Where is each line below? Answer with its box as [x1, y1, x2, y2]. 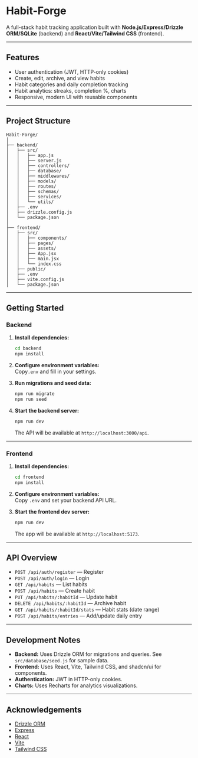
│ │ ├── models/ [6, 178, 57, 184]
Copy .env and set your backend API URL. [14, 496, 117, 504]
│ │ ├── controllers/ [6, 162, 70, 169]
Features [6, 53, 39, 63]
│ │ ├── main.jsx [6, 256, 60, 262]
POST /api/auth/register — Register [14, 568, 104, 576]
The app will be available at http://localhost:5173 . [14, 530, 140, 537]
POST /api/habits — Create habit [14, 587, 95, 594]
